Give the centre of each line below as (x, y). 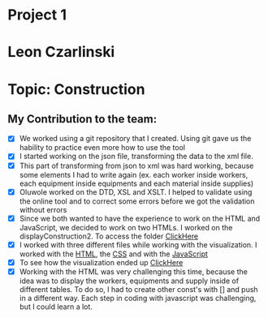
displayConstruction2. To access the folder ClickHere (109, 236)
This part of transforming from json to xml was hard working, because (136, 165)
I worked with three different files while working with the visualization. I (138, 244)
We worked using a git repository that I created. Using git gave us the (135, 139)
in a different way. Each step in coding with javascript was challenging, (138, 298)
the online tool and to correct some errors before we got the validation (137, 201)
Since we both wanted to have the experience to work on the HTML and (140, 218)
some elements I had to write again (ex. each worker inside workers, (134, 174)
